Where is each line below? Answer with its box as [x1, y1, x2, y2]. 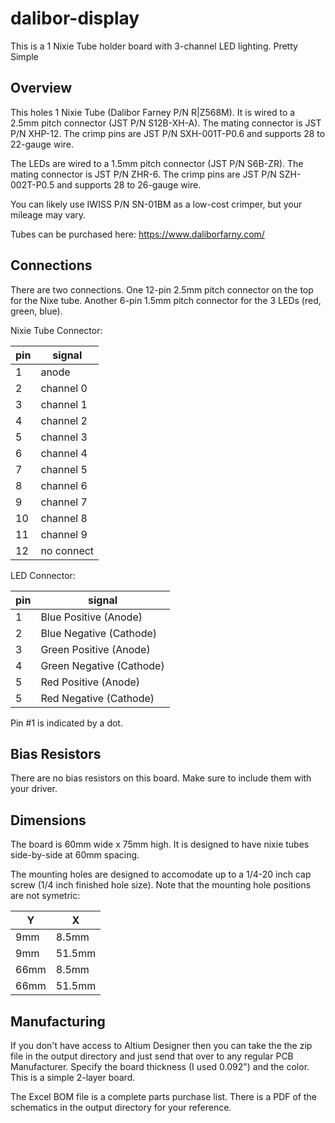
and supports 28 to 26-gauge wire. [56, 178, 202, 191]
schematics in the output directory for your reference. [10, 1102, 232, 1113]
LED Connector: [10, 569, 76, 581]
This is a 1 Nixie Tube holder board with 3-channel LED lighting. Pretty [10, 40, 298, 52]
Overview [10, 80, 73, 97]
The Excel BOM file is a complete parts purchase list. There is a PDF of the [10, 1091, 317, 1102]
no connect [40, 543, 95, 557]
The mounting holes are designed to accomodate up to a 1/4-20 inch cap [10, 868, 312, 881]
